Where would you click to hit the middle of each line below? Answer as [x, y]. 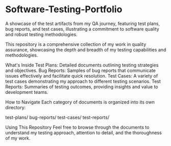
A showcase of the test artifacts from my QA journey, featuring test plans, [82, 23]
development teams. [27, 92]
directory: [16, 107]
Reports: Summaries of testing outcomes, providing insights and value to [82, 87]
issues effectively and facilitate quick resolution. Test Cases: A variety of [82, 76]
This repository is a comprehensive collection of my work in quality [76, 44]
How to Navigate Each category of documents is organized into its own [80, 102]
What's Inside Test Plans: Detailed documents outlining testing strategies [82, 65]
